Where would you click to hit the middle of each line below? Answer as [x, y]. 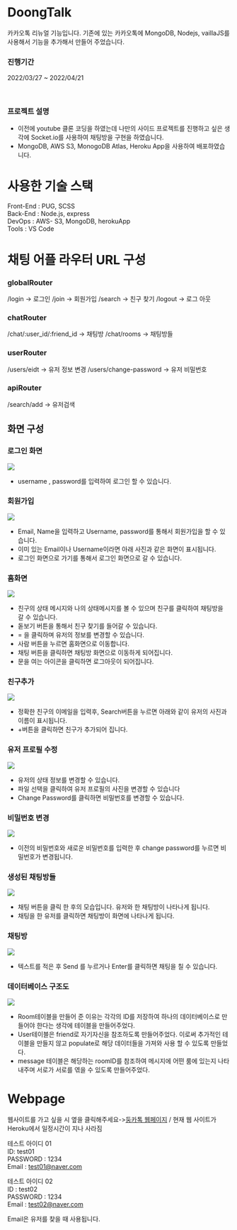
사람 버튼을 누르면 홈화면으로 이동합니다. [73, 644]
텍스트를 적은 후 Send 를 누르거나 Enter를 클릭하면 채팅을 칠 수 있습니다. [117, 966]
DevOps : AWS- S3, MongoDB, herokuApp [69, 222]
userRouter [27, 353]
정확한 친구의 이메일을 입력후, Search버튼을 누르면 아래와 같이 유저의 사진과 [122, 712]
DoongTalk [40, 12]
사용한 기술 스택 [50, 186]
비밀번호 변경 [28, 817]
